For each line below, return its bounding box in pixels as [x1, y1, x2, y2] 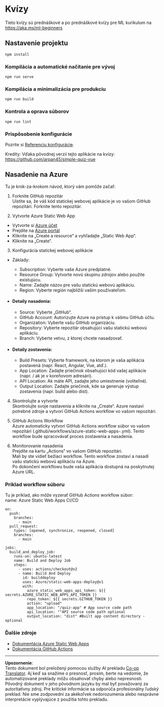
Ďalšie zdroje [5, 630, 37, 637]
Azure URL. [12, 469, 35, 475]
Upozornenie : [5, 660, 33, 666]
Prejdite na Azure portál [12, 228, 60, 233]
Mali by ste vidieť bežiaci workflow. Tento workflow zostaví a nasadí [12, 454, 149, 459]
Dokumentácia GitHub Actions [12, 646, 73, 652]
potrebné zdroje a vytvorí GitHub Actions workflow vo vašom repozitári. [12, 409, 157, 414]
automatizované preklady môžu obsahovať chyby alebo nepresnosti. [5, 675, 143, 681]
